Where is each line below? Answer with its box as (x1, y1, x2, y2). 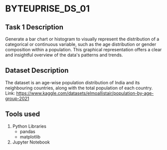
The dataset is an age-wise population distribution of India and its (5, 79, 140, 85)
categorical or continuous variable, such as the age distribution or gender (5, 41, 157, 47)
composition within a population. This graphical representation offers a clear (5, 47, 162, 52)
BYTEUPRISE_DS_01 (5, 3, 90, 14)
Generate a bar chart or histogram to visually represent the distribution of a (5, 36, 160, 42)
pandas (19, 128, 36, 135)
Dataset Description (5, 66, 69, 75)
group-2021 (5, 95, 29, 101)
